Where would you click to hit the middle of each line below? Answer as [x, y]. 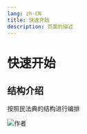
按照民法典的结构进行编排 [43, 109]
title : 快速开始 [28, 20]
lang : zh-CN [24, 14]
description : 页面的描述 [40, 26]
